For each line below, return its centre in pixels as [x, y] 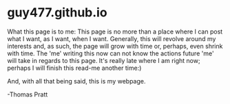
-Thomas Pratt [28, 94]
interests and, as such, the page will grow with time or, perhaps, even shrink [115, 46]
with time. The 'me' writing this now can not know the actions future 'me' [111, 53]
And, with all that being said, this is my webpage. [76, 81]
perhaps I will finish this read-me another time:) [74, 68]
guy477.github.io [57, 13]
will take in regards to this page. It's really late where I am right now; [104, 60]
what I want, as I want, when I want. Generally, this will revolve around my [112, 38]
